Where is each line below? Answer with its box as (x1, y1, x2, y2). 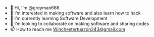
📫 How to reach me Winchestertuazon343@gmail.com (10, 26, 125, 32)
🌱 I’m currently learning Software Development (10, 15, 108, 21)
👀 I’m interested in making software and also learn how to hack (10, 10, 141, 16)
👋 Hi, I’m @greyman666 (10, 5, 60, 10)
